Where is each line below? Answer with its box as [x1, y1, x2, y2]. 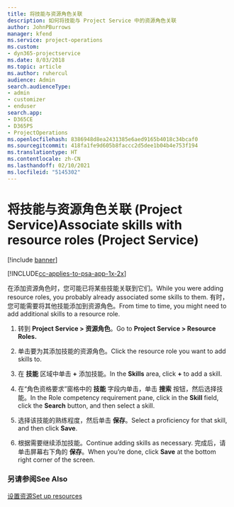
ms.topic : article [7, 63, 62, 70]
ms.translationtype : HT [7, 149, 78, 156]
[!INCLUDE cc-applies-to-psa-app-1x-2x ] [7, 269, 127, 277]
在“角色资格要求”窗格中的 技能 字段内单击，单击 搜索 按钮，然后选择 [17, 384, 217, 393]
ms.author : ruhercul [7, 69, 69, 77]
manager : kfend [7, 30, 52, 38]
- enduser [7, 103, 37, 110]
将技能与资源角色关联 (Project [7, 201, 183, 217]
